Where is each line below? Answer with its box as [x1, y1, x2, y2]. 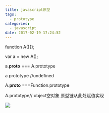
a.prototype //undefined [5, 73, 54, 78]
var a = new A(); [5, 54, 38, 59]
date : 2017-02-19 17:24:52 [5, 30, 61, 35]
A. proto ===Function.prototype [5, 82, 70, 88]
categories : [5, 21, 30, 26]
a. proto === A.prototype [5, 63, 55, 69]
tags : [5, 12, 16, 17]
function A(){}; [5, 44, 35, 50]
